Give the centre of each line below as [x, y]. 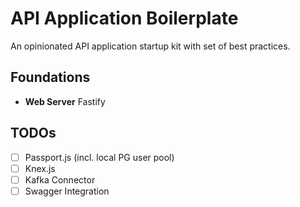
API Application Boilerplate [124, 18]
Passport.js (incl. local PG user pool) [99, 157]
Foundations [50, 77]
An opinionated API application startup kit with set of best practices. [150, 46]
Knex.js [40, 168]
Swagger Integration [67, 191]
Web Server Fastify [65, 101]
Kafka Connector [60, 179]
